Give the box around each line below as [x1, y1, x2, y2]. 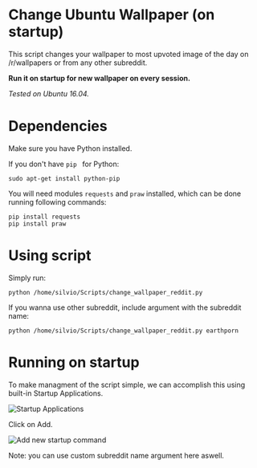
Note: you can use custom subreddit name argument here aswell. [8, 450, 225, 460]
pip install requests [8, 213, 81, 221]
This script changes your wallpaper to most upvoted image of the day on [8, 49, 249, 59]
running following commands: [8, 197, 107, 206]
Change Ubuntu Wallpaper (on [8, 6, 215, 24]
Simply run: [8, 273, 47, 283]
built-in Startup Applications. [8, 388, 104, 398]
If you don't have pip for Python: [8, 159, 120, 169]
